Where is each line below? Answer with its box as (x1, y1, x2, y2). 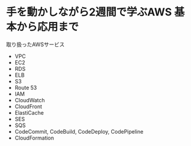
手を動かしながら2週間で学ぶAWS (6, 5, 172, 19)
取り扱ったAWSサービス (6, 41, 65, 48)
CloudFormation (14, 134, 54, 141)
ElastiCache (14, 109, 44, 116)
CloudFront (14, 103, 43, 110)
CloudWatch (14, 96, 46, 103)
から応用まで (17, 20, 79, 34)
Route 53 (14, 84, 37, 91)
